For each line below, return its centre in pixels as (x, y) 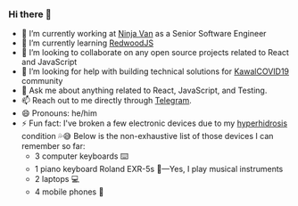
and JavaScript (49, 62)
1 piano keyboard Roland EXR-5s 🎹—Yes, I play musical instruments (159, 169)
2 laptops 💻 (57, 179)
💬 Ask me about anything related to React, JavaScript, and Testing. (144, 91)
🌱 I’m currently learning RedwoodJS (87, 43)
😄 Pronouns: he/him (59, 113)
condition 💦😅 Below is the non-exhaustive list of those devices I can (147, 136)
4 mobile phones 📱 (69, 192)
